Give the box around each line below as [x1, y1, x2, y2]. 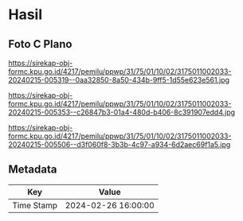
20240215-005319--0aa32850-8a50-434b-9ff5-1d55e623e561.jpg [8, 76, 229, 84]
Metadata [8, 163, 57, 176]
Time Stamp [12, 200, 58, 211]
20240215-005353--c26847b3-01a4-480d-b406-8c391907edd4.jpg [8, 107, 236, 117]
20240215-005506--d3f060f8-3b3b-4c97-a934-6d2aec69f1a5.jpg [8, 140, 231, 149]
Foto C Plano [8, 37, 73, 51]
